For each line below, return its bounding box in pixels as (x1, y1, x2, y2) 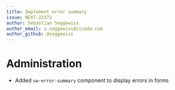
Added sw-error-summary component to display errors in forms (14, 77, 169, 84)
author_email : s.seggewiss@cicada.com (6, 25, 103, 32)
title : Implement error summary (6, 8, 87, 15)
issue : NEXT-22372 (6, 14, 52, 20)
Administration (6, 57, 82, 71)
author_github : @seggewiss (6, 31, 74, 37)
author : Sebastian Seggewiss (6, 20, 79, 26)
